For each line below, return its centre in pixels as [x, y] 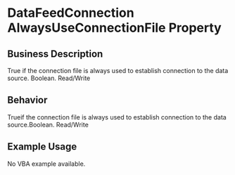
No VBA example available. [46, 164]
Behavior [27, 100]
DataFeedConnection [71, 13]
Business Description [55, 54]
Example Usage [42, 147]
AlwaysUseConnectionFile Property [114, 28]
